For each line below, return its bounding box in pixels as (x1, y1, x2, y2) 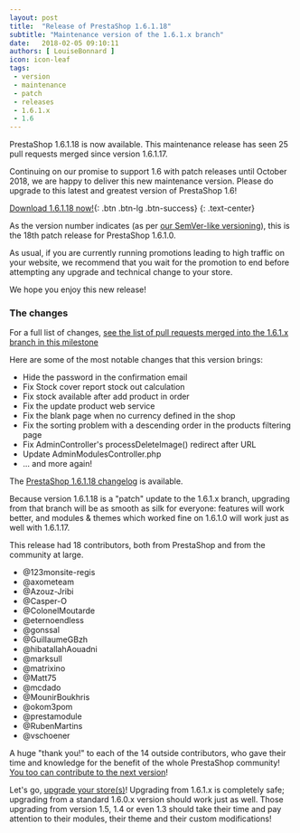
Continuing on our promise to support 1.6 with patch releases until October (9, 166, 287, 177)
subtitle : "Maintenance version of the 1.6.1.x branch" (9, 30, 224, 39)
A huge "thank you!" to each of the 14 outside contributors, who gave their (9, 748, 286, 759)
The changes (9, 307, 69, 319)
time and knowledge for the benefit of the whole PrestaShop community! (9, 757, 280, 769)
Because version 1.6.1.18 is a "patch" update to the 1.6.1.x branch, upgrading (9, 494, 291, 505)
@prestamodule (22, 711, 83, 722)
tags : (9, 64, 30, 73)
